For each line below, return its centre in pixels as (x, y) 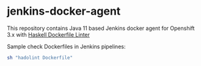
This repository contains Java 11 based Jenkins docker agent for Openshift (101, 28)
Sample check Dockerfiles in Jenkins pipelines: (66, 46)
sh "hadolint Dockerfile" (40, 57)
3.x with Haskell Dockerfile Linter (49, 34)
